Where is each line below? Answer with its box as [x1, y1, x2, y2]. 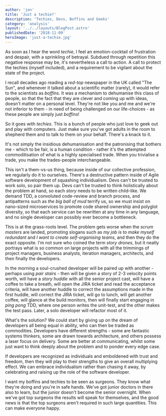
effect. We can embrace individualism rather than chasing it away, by [5, 364, 146, 370]
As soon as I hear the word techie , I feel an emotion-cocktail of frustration [5, 48, 156, 55]
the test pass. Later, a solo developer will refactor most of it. [5, 307, 128, 313]
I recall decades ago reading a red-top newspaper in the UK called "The [5, 79, 152, 85]
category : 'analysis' [5, 21, 50, 26]
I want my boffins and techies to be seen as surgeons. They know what [5, 379, 151, 385]
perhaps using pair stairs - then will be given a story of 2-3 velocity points [5, 270, 157, 276]
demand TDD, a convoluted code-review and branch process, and [5, 193, 140, 199]
